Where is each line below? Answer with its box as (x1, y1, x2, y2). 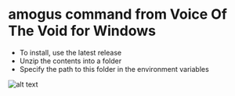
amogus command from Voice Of (8, 5, 227, 23)
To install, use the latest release (19, 48, 122, 57)
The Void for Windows (8, 22, 157, 40)
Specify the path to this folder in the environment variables (19, 64, 209, 73)
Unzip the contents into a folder (19, 56, 122, 66)
